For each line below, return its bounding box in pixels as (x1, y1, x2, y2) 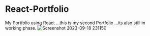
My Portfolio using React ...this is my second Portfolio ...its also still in (5, 20, 146, 26)
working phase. (5, 25, 37, 31)
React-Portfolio (5, 3, 69, 15)
